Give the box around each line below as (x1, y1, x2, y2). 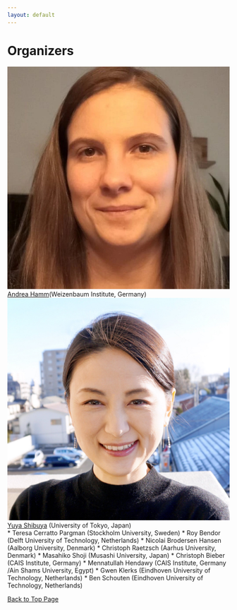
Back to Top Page (7, 594, 59, 603)
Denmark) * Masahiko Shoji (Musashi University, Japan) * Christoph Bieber (7, 551, 226, 559)
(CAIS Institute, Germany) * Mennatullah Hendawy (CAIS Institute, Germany (7, 558, 227, 567)
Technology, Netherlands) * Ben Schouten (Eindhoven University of (7, 573, 203, 582)
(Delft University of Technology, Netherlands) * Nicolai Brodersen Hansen (7, 536, 222, 544)
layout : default (7, 11, 55, 18)
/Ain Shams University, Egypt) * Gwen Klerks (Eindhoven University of (7, 566, 211, 575)
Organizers (7, 42, 74, 59)
